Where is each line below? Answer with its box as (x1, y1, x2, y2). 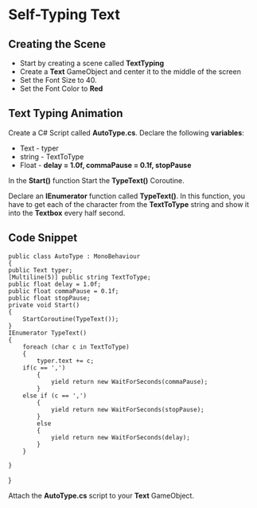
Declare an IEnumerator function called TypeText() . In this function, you (8, 191, 245, 201)
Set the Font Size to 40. (19, 76, 97, 84)
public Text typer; (8, 266, 73, 274)
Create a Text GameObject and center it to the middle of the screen (19, 67, 241, 76)
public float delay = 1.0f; (8, 280, 102, 288)
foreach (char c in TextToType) (22, 342, 130, 351)
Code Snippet (8, 231, 78, 244)
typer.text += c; (37, 357, 94, 365)
